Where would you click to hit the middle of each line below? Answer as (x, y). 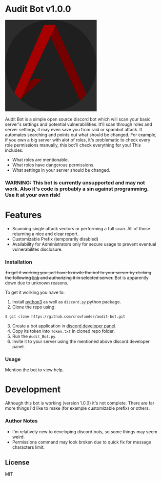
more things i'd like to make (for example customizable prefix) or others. (78, 408)
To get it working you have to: (35, 292)
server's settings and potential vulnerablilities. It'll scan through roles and (79, 124)
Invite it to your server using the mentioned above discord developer (81, 341)
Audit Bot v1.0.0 (38, 9)
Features (23, 215)
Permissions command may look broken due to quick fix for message (81, 442)
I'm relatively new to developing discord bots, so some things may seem (85, 431)
